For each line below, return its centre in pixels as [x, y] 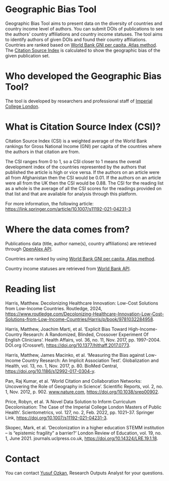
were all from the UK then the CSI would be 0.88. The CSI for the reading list [84, 183]
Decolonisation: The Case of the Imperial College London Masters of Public [83, 407]
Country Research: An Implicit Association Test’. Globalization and [90, 360]
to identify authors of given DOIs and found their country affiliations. [76, 40]
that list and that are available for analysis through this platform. [71, 194]
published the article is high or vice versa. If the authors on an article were [82, 172]
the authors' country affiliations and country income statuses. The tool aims [84, 34]
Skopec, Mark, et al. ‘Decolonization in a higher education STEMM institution [85, 427]
